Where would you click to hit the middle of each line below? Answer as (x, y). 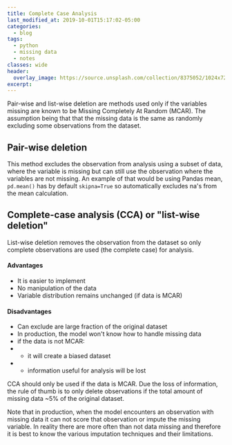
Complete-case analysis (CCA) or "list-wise (104, 215)
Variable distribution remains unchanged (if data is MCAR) (100, 296)
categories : (24, 26)
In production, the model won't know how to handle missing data (109, 334)
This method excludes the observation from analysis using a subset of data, (115, 164)
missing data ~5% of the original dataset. (66, 399)
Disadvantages (29, 311)
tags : (15, 39)
